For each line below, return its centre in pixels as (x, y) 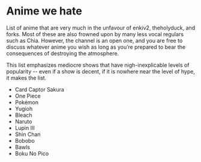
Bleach (23, 115)
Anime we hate (44, 11)
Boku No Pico (32, 153)
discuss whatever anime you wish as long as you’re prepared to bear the (96, 47)
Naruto (23, 121)
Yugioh (24, 108)
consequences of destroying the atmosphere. (63, 53)
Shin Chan (28, 134)
